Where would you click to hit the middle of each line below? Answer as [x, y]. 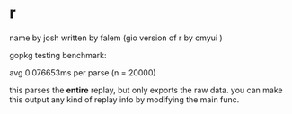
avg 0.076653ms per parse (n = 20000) [83, 72]
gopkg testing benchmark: [58, 55]
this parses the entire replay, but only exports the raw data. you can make [146, 90]
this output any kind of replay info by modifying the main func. [124, 99]
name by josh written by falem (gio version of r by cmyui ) [116, 38]
